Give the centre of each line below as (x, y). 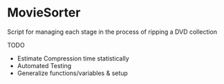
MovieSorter (44, 13)
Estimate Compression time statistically (73, 58)
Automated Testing (44, 65)
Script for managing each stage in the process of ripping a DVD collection (112, 32)
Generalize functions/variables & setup (72, 73)
